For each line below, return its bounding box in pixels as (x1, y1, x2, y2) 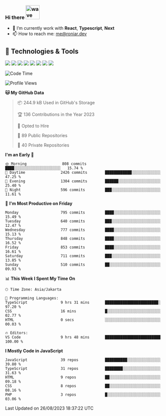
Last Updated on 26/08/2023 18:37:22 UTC (5, 405, 94, 412)
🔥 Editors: (5, 331, 28, 336)
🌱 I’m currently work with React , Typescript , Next (12, 25, 115, 31)
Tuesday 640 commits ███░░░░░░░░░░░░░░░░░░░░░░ (5, 219, 161, 224)
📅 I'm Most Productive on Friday (5, 201, 73, 207)
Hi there (5, 14, 25, 21)
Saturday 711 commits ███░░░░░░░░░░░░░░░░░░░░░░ (5, 254, 161, 259)
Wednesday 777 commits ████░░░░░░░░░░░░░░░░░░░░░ (5, 227, 161, 233)
